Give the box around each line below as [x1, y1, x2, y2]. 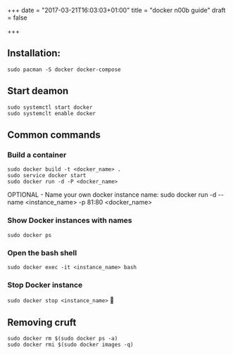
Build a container [7, 150, 67, 160]
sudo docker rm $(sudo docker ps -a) [7, 335, 118, 342]
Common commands [7, 129, 101, 141]
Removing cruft [7, 316, 77, 328]
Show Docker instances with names [7, 216, 132, 226]
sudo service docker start [7, 172, 87, 179]
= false [7, 13, 27, 22]
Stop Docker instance [7, 280, 83, 290]
